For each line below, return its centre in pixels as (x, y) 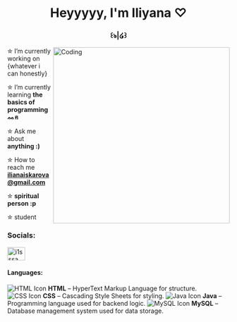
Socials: (22, 235)
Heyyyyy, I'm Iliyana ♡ (119, 13)
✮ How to (21, 160)
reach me (21, 168)
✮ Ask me (22, 131)
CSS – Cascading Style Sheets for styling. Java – (132, 296)
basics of (21, 102)
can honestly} (28, 74)
